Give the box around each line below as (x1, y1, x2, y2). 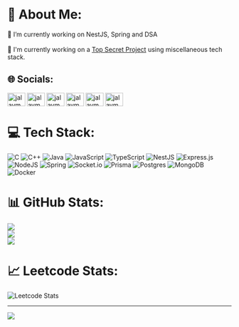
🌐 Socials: (7, 73, 54, 85)
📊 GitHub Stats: (7, 194, 105, 210)
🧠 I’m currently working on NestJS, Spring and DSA (7, 30, 158, 38)
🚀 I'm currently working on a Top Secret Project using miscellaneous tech (7, 45, 223, 53)
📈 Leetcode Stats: (7, 263, 119, 279)
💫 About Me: (7, 6, 83, 23)
